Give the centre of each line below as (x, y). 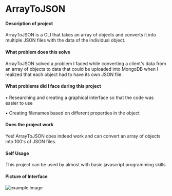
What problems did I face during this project (53, 86)
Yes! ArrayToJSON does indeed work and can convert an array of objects (83, 136)
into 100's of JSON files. (31, 141)
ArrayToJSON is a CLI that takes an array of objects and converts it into (81, 35)
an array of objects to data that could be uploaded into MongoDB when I (82, 69)
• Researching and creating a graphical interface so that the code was (80, 97)
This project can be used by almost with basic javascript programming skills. (86, 165)
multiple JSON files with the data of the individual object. (65, 40)
